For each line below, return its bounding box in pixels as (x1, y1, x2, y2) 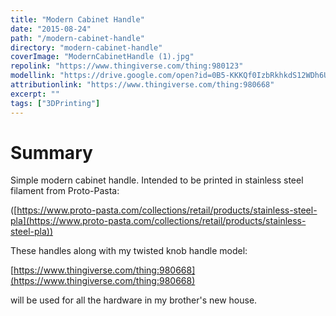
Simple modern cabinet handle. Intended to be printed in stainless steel (10, 174, 304, 186)
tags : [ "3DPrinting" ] (10, 98, 101, 108)
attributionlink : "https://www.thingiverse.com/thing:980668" (10, 80, 275, 90)
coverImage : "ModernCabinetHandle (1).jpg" (10, 52, 195, 62)
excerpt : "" (10, 89, 60, 99)
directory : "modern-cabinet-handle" (10, 42, 163, 53)
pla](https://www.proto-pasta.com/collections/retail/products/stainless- (10, 215, 307, 227)
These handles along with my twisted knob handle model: (10, 245, 248, 257)
